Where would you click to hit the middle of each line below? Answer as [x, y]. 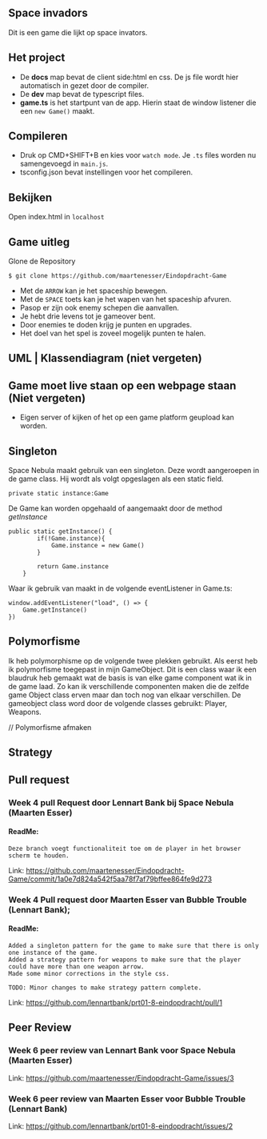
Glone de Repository [42, 261]
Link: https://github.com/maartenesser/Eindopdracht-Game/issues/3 [121, 1078]
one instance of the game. [53, 953]
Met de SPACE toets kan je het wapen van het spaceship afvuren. [126, 299]
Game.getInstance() [55, 610]
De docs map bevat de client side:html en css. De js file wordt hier [129, 77]
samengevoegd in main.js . [64, 164]
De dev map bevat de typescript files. [82, 94]
